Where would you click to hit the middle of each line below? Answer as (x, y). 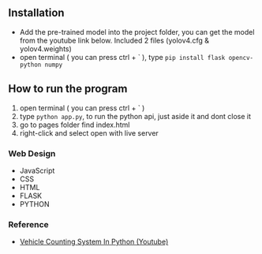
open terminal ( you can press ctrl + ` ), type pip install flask (122, 57)
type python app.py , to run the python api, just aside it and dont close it (135, 116)
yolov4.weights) (46, 49)
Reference (28, 224)
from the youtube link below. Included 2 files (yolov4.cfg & (114, 40)
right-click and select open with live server (89, 133)
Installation (36, 13)
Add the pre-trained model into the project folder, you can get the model (137, 32)
